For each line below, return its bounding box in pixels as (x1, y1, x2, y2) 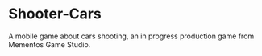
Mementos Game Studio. (8, 39, 91, 49)
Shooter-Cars (8, 5, 102, 23)
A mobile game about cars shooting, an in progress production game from (8, 31, 255, 41)
